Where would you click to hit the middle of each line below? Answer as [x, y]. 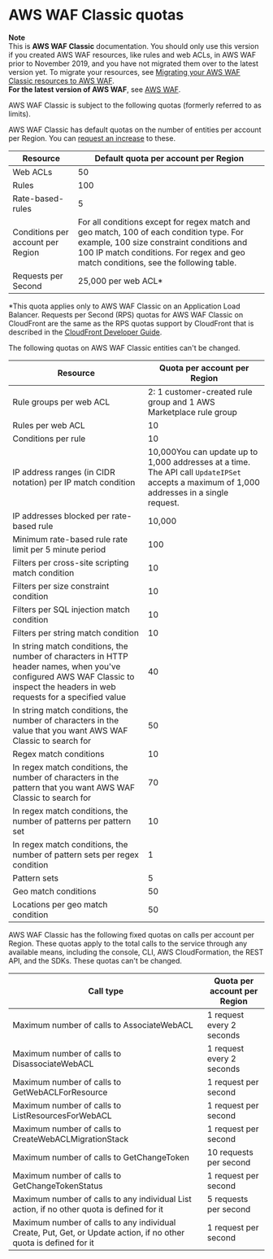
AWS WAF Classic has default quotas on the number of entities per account [135, 129]
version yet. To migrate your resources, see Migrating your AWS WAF [125, 72]
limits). [19, 114]
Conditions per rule [49, 439]
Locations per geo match [60, 904]
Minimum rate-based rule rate [70, 539]
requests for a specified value [69, 697]
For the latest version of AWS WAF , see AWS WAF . [95, 89]
